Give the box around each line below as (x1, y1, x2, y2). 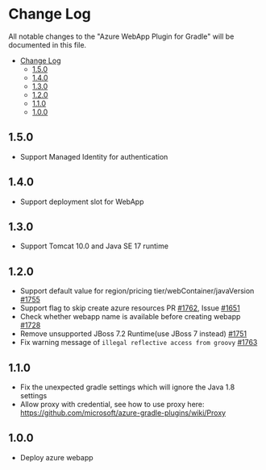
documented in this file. (8, 40, 87, 49)
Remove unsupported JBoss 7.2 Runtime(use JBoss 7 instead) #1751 (19, 329, 247, 339)
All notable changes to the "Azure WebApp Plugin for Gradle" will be (8, 31, 235, 41)
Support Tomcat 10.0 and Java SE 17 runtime (19, 241, 169, 251)
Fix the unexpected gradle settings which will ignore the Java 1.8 (19, 382, 235, 392)
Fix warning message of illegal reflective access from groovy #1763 (19, 338, 258, 347)
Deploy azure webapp (19, 452, 94, 462)
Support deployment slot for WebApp (19, 197, 144, 206)
